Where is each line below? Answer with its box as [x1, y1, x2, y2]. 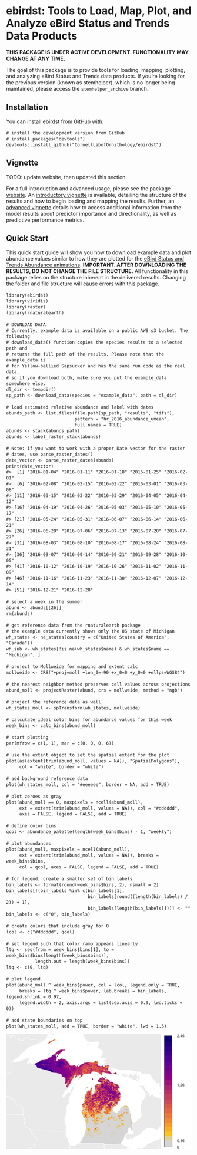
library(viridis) [6, 298, 49, 304]
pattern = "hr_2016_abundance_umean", [74, 416, 169, 422]
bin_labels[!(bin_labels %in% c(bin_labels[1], [6, 888, 125, 894]
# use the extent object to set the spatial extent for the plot [6, 752, 169, 758]
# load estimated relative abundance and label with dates [6, 404, 154, 410]
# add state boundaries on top [6, 1018, 83, 1024]
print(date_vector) [6, 463, 54, 469]
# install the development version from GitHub [6, 130, 125, 136]
